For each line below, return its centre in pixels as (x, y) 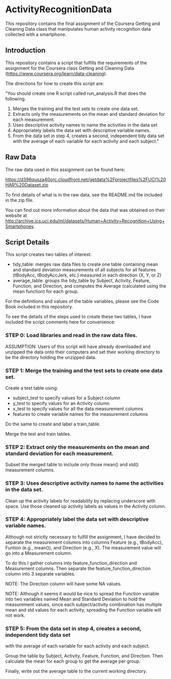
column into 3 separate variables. (40, 574)
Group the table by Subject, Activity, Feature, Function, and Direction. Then (84, 656)
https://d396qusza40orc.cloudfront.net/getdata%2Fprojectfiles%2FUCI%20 (86, 179)
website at (16, 215)
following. (16, 98)
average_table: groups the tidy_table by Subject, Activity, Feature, (81, 281)
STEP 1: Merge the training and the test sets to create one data (84, 370)
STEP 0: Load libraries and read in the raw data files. (71, 335)
